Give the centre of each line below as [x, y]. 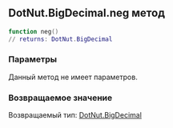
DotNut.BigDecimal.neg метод [87, 13]
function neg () [34, 31]
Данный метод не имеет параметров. [73, 77]
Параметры [33, 59]
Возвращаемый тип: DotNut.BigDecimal [75, 115]
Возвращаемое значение [60, 98]
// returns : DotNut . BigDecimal [60, 39]
